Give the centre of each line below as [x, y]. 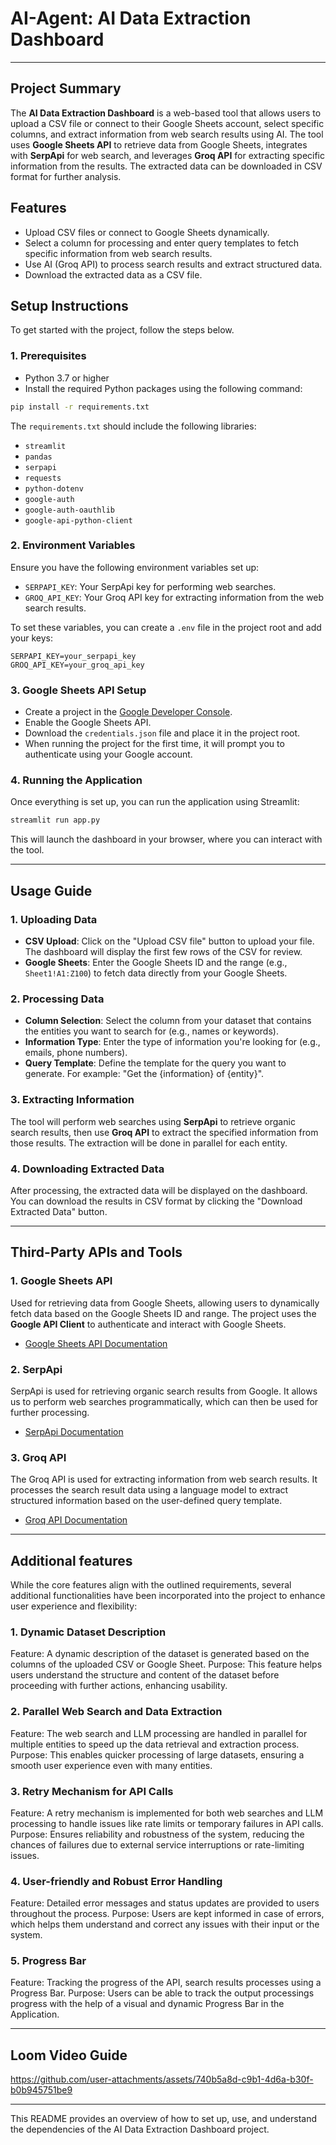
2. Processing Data [57, 999]
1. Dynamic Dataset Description [88, 1632]
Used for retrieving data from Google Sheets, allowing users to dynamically [165, 1303]
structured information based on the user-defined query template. [146, 1501]
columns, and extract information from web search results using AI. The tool [167, 134]
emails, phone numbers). [76, 1053]
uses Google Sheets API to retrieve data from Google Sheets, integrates [159, 144]
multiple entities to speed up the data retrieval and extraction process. [155, 1744]
